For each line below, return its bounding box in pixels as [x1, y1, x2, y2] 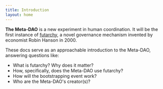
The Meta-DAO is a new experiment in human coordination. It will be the [5, 26, 158, 32]
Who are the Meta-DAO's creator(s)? [12, 78, 91, 84]
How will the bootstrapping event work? [12, 73, 97, 79]
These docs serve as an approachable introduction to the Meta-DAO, [5, 47, 151, 53]
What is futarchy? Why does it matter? [12, 62, 94, 68]
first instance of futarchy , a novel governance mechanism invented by [5, 32, 153, 38]
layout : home [5, 12, 33, 17]
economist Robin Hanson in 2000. [5, 37, 77, 43]
